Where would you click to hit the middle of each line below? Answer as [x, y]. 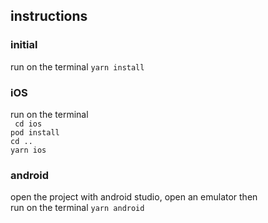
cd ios [28, 124]
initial [24, 45]
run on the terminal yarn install [77, 66]
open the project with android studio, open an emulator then [134, 197]
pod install [35, 132]
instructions [49, 16]
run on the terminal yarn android [77, 208]
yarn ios [28, 150]
